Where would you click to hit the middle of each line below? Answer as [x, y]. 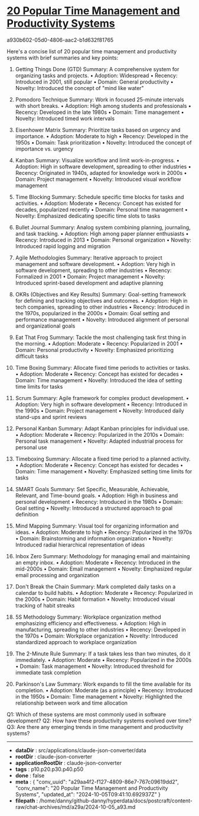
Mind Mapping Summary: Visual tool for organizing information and [97, 526]
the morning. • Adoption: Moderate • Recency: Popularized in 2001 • [99, 343]
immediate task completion [48, 672]
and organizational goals [45, 326]
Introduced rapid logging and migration [63, 246]
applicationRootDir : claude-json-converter [68, 763]
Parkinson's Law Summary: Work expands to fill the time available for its [103, 684]
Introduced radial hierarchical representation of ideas [80, 545]
